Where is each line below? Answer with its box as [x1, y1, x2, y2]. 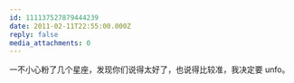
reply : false [9, 30, 59, 39]
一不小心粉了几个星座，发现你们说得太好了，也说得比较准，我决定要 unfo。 [9, 64, 290, 75]
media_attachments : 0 [9, 38, 91, 48]
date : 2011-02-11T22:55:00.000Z [9, 22, 131, 31]
